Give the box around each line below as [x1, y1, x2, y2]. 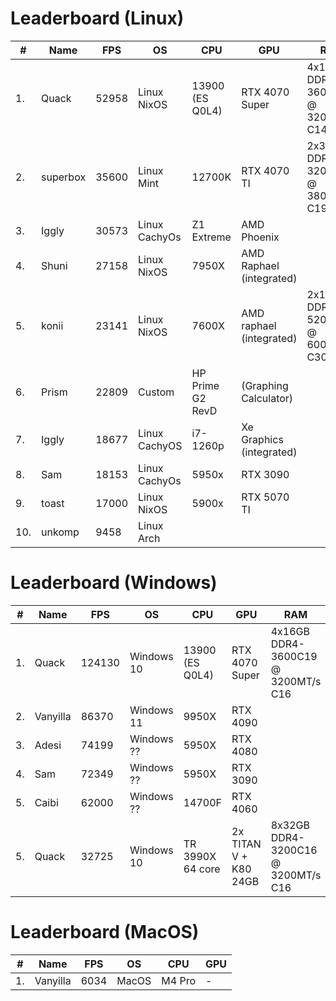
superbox [41, 170, 87, 184]
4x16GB [270, 624, 310, 638]
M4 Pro [161, 973, 196, 987]
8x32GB [270, 818, 310, 832]
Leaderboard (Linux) [10, 7, 185, 30]
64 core [183, 862, 221, 876]
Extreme [191, 230, 232, 244]
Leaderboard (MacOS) [10, 921, 200, 944]
